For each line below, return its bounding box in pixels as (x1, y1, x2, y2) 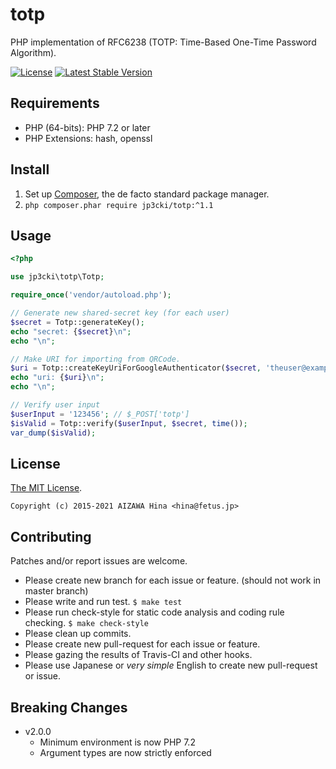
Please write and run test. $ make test (24, 596, 183, 608)
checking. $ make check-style (24, 617, 149, 629)
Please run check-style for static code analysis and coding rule (24, 606, 285, 618)
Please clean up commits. (24, 628, 132, 640)
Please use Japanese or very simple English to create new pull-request (24, 659, 318, 672)
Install (10, 161, 50, 178)
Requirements (10, 95, 100, 112)
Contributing (10, 528, 92, 545)
